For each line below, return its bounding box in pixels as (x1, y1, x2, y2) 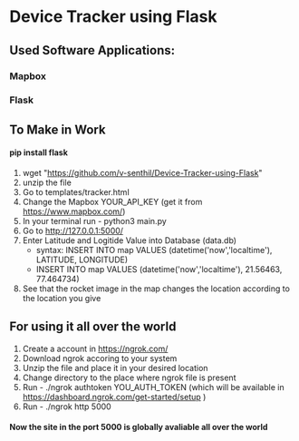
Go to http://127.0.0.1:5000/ (22, 225, 124, 237)
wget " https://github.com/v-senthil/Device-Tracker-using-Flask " (22, 168, 263, 179)
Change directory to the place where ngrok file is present (22, 372, 236, 383)
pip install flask (9, 147, 68, 158)
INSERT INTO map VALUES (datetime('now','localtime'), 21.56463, (35, 264, 283, 275)
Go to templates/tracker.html (22, 187, 130, 198)
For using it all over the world (9, 319, 177, 335)
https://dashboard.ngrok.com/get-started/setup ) (22, 391, 207, 402)
